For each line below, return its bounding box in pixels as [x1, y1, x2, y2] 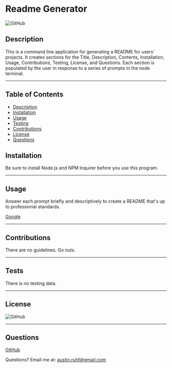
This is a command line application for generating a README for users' [5, 48, 155, 54]
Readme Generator [5, 3, 88, 15]
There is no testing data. [5, 280, 57, 286]
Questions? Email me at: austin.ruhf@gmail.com [5, 357, 106, 363]
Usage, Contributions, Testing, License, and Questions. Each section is [5, 60, 155, 66]
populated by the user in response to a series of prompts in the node [5, 65, 150, 71]
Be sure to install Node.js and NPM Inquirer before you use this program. [5, 165, 159, 171]
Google [5, 214, 21, 220]
